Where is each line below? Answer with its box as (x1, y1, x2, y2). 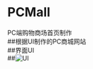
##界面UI (7, 46, 34, 54)
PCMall (7, 4, 51, 20)
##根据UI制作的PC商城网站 (7, 37, 87, 46)
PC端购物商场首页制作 (7, 28, 72, 37)
